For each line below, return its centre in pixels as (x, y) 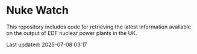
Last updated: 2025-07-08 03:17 (47, 45)
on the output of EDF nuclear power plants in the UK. (72, 33)
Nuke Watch (38, 10)
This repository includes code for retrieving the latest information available (99, 27)
